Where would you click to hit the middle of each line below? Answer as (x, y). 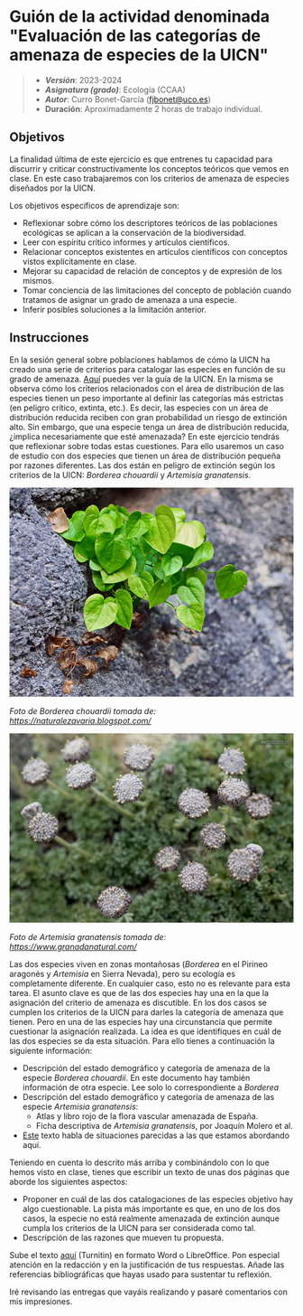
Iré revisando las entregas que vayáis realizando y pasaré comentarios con (149, 1292)
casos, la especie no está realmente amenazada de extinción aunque (151, 1218)
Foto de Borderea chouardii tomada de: (83, 711)
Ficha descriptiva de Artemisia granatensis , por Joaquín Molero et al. (164, 1125)
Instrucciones (49, 338)
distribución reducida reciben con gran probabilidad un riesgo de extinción (148, 417)
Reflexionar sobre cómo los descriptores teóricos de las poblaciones (150, 222)
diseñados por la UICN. (53, 188)
